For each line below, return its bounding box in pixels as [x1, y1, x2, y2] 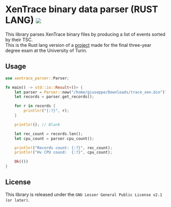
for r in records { [14, 103, 56, 109]
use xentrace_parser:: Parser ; [5, 75, 70, 81]
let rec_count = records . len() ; [14, 131, 83, 136]
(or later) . [5, 197, 30, 203]
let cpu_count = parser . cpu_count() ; [14, 136, 95, 141]
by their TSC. [5, 37, 33, 43]
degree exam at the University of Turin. [5, 47, 88, 53]
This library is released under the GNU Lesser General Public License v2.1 [5, 191, 162, 197]
